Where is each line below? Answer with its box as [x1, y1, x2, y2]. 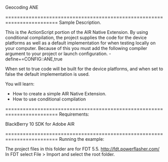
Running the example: [59, 136, 104, 142]
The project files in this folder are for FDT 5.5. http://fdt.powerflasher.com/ [5, 146, 160, 152]
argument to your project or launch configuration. [5, 50, 108, 57]
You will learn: [5, 81, 34, 87]
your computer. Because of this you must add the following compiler [5, 45, 147, 51]
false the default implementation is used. [5, 71, 90, 77]
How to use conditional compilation [12, 96, 86, 102]
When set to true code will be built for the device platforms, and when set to [5, 66, 163, 72]
